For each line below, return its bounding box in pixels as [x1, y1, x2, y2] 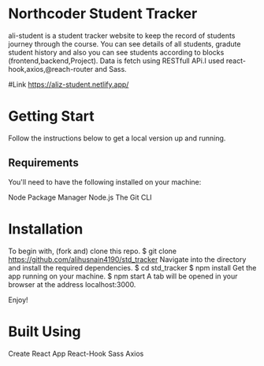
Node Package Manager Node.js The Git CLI [8, 192, 152, 202]
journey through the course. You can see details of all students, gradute [8, 39, 241, 48]
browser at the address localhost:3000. [8, 279, 136, 289]
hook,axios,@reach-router [8, 64, 93, 73]
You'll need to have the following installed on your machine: [8, 177, 202, 186]
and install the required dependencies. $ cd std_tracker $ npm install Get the [8, 263, 257, 272]
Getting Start [8, 107, 95, 125]
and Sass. [94, 64, 128, 73]
